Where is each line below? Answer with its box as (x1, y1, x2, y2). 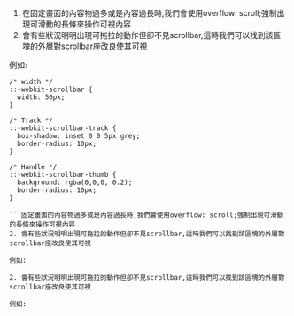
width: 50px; (17, 93, 66, 102)
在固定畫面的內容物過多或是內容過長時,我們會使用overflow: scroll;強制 (21, 8, 277, 18)
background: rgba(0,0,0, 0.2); (17, 178, 133, 187)
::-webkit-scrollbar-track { (9, 124, 117, 133)
